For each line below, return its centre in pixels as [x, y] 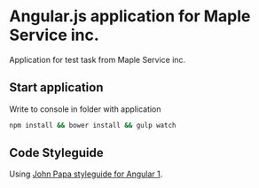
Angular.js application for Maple [130, 16]
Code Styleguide [56, 153]
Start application [56, 87]
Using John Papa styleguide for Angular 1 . [86, 174]
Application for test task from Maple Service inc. [98, 59]
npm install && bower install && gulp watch [93, 125]
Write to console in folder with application [85, 109]
